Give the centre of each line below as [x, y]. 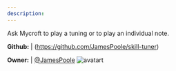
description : [26, 13]
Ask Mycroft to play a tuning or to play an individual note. [88, 33]
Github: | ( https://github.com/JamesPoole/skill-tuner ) [83, 46]
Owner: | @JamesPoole [41, 60]
